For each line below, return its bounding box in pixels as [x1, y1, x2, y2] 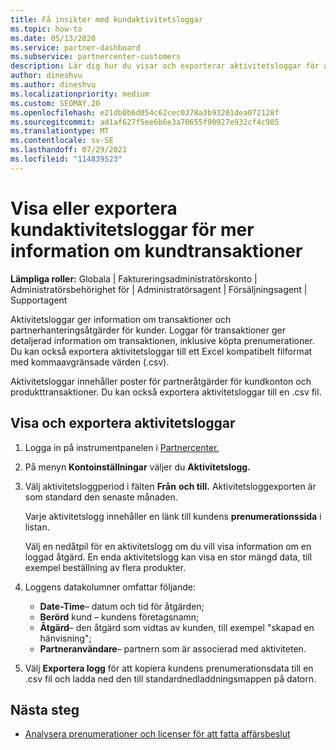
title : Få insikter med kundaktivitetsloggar [10, 14, 203, 25]
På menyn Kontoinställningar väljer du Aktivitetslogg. [24, 461, 251, 473]
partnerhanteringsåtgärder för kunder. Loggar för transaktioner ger [10, 324, 286, 336]
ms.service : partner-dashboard [10, 42, 141, 53]
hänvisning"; [39, 632, 92, 644]
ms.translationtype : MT [10, 126, 110, 136]
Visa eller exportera [10, 197, 178, 220]
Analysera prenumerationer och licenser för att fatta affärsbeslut [24, 728, 291, 740]
